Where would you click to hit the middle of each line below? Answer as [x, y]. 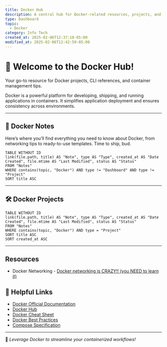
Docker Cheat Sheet [33, 314]
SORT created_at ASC [27, 239]
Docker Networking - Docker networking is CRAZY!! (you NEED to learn [85, 271]
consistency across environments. [40, 106]
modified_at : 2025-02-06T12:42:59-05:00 [48, 42]
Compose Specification [36, 325]
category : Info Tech [27, 33]
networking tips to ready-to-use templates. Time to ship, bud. [68, 143]
